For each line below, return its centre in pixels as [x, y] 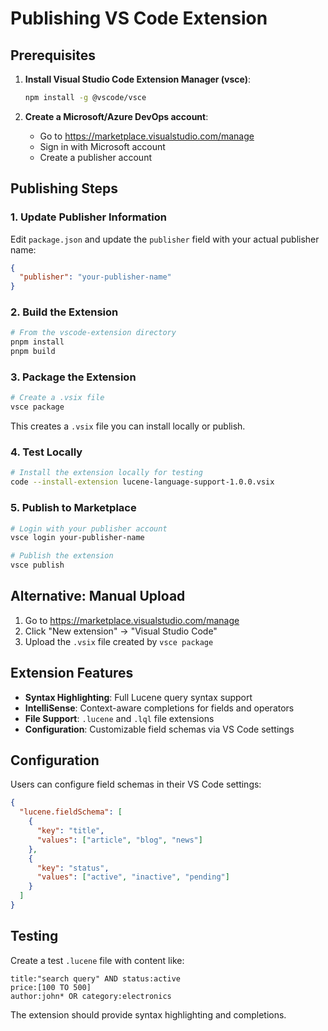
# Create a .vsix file [57, 398]
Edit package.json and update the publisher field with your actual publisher [165, 239]
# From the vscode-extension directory [93, 333]
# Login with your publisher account [89, 528]
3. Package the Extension [73, 377]
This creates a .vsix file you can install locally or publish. [128, 426]
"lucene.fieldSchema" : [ [71, 812]
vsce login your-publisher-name [77, 538]
